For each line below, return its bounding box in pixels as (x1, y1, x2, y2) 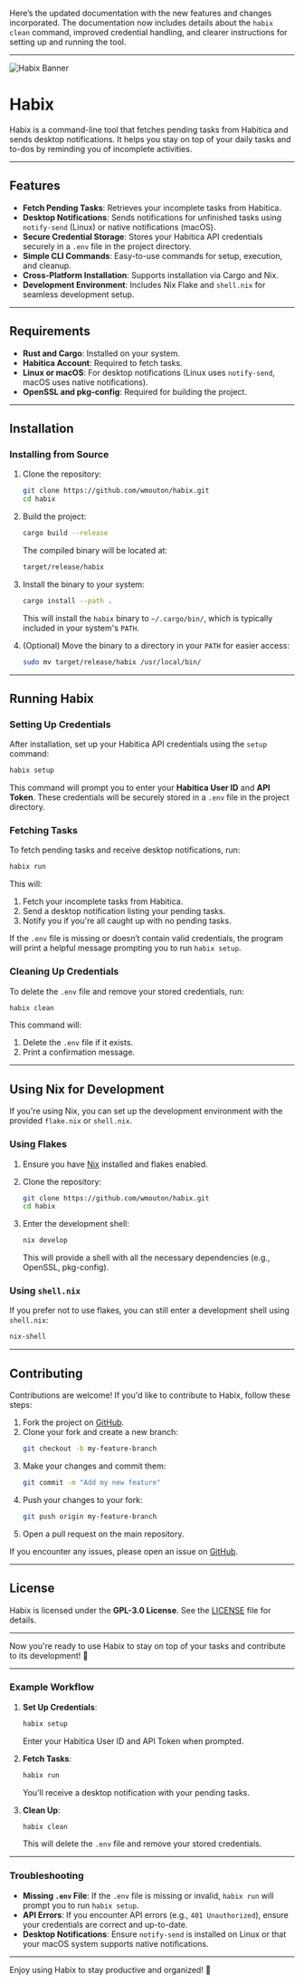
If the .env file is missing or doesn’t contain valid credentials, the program (9, 933, 283, 944)
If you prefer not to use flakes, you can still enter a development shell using (9, 1305, 290, 1316)
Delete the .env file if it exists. (22, 1037, 134, 1048)
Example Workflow (9, 1681, 95, 1693)
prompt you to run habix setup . (22, 1900, 139, 1911)
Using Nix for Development (9, 1082, 165, 1097)
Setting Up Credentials (9, 718, 111, 730)
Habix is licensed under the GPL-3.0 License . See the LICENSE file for (9, 1604, 271, 1615)
